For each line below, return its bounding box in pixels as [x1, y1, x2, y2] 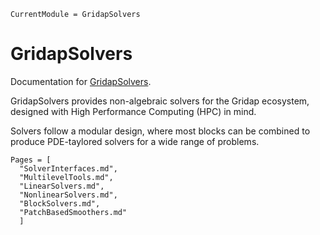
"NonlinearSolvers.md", [19, 190, 118, 200]
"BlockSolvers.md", [19, 198, 101, 209]
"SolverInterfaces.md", [19, 163, 118, 174]
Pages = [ [10, 155, 52, 165]
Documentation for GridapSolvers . [10, 75, 152, 87]
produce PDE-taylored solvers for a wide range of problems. [10, 135, 260, 147]
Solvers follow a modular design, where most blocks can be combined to [10, 125, 311, 137]
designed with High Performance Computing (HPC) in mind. [10, 105, 257, 117]
